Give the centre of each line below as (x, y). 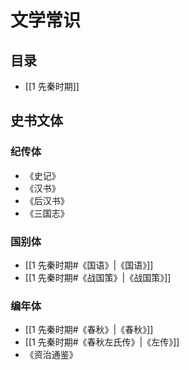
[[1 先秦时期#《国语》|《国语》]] (89, 265)
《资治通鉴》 (51, 355)
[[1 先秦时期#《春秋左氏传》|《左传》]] (102, 342)
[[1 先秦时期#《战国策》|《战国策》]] (98, 277)
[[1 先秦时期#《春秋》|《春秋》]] (89, 330)
